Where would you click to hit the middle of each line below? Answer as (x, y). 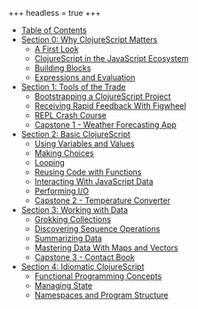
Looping (50, 163)
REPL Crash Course (71, 115)
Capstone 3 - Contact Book (84, 257)
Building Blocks (63, 68)
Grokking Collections (73, 219)
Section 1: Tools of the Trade (73, 87)
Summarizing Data (68, 238)
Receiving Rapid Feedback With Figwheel (110, 106)
